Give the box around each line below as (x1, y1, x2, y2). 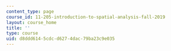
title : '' (6, 25, 31, 31)
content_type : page (6, 8, 54, 15)
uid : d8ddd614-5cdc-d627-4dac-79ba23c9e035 (6, 36, 115, 42)
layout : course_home (6, 19, 57, 25)
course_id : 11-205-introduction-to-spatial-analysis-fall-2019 (6, 14, 166, 20)
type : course (6, 30, 38, 36)
